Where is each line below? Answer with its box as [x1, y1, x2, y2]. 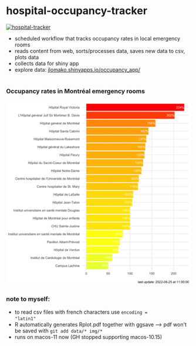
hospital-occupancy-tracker [6, 4, 148, 18]
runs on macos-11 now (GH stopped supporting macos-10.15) [14, 333, 163, 340]
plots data [14, 53, 39, 61]
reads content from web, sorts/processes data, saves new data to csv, [14, 47, 185, 54]
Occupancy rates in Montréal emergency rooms [6, 87, 146, 95]
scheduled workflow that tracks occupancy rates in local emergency [14, 35, 181, 42]
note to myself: [6, 295, 50, 303]
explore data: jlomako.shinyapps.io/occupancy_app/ [14, 66, 141, 73]
